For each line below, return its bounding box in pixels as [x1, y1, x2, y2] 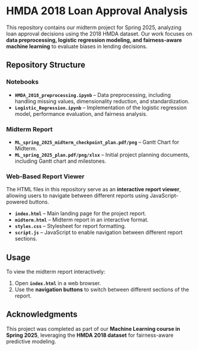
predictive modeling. [6, 337, 56, 345]
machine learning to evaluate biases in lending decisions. [6, 43, 148, 50]
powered [6, 198, 28, 205]
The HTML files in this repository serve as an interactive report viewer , [6, 186, 181, 193]
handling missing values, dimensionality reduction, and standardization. [14, 97, 190, 105]
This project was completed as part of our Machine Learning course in [6, 325, 181, 332]
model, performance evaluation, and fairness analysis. [14, 110, 148, 117]
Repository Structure [6, 60, 86, 70]
